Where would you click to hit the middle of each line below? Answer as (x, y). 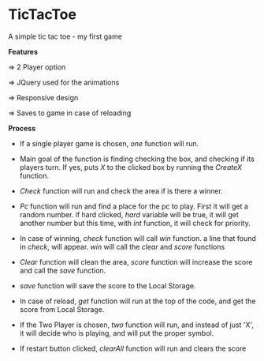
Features (23, 51)
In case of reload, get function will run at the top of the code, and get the (138, 301)
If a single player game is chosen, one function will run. (109, 143)
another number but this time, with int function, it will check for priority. (135, 223)
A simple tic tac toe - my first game (65, 36)
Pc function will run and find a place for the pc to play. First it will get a (134, 206)
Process (22, 128)
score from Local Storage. (62, 309)
